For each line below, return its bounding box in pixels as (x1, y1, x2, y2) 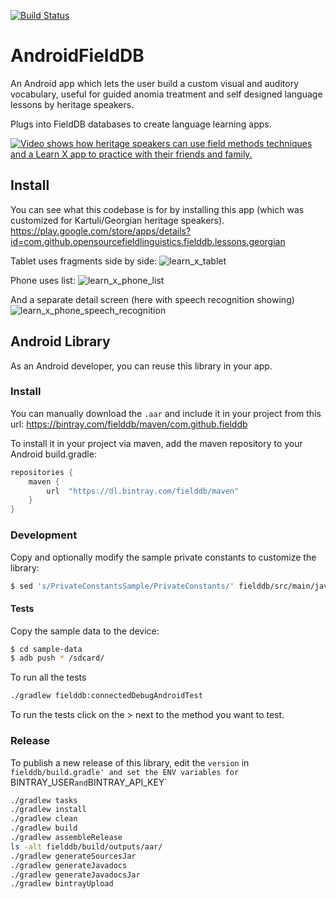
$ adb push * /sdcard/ (10, 653, 105, 664)
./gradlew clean (10, 814, 78, 824)
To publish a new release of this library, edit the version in (10, 756, 250, 769)
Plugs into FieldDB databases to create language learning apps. (10, 118, 272, 130)
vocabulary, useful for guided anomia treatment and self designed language (10, 88, 323, 100)
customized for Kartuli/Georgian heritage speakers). (10, 214, 225, 226)
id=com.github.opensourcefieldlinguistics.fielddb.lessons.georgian (10, 235, 286, 247)
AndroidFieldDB (10, 45, 145, 67)
